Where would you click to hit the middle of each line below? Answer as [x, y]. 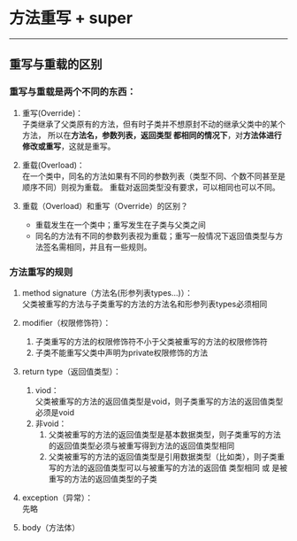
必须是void [55, 412]
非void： [51, 423]
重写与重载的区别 [56, 64]
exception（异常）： [57, 498]
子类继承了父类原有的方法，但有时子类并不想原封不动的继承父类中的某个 [153, 124]
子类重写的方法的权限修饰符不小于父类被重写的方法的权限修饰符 [151, 341]
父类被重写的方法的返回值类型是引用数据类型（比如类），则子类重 [167, 456]
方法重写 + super [71, 18]
